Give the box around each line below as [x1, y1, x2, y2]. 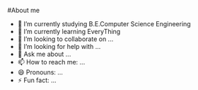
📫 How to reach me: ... [17, 58, 86, 66]
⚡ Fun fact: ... [17, 76, 57, 84]
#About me [7, 6, 40, 14]
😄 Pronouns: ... [17, 68, 64, 77]
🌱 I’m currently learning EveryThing [17, 28, 121, 35]
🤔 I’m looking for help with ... [17, 43, 101, 50]
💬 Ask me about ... [17, 50, 71, 58]
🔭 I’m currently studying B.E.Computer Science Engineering [17, 20, 191, 28]
